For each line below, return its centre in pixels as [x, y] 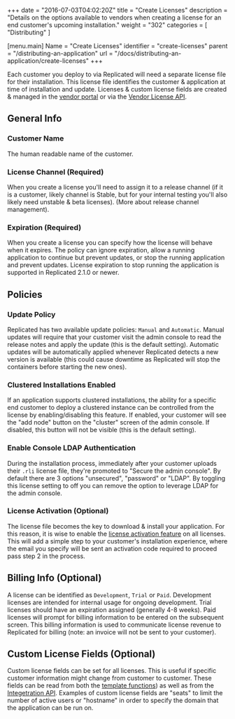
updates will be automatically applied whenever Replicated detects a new [113, 352]
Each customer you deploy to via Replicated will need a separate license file [116, 74]
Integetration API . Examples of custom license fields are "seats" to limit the [115, 693]
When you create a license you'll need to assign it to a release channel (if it [115, 187]
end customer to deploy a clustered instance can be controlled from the [111, 408]
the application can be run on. [50, 708]
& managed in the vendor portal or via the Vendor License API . [97, 97]
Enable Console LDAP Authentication [72, 448]
